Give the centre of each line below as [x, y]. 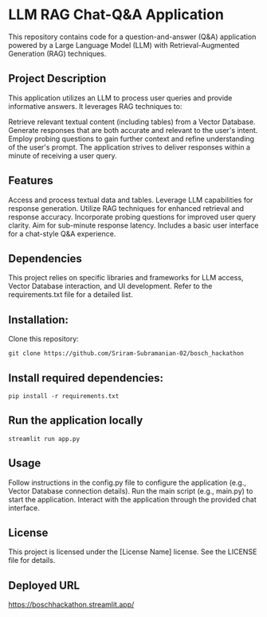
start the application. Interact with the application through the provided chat [132, 499]
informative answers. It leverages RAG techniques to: [95, 106]
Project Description [57, 78]
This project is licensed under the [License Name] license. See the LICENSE [133, 552]
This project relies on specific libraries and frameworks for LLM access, [126, 278]
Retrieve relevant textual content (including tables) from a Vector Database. [132, 122]
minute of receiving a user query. [63, 155]
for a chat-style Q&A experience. [62, 233]
